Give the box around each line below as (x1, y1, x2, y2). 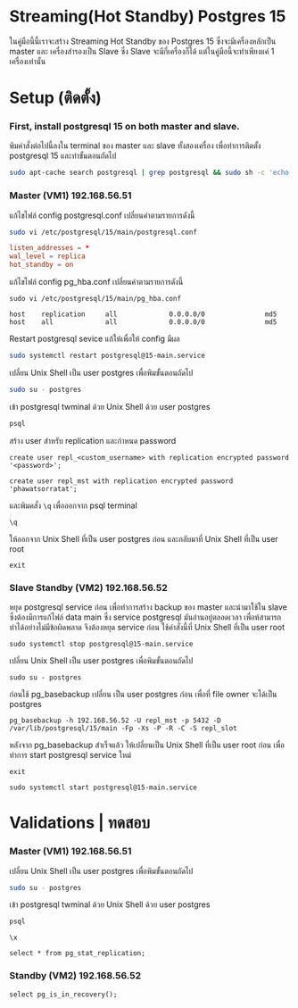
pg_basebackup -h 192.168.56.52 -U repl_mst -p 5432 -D (9, 716, 221, 725)
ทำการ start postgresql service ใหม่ (9, 750, 132, 761)
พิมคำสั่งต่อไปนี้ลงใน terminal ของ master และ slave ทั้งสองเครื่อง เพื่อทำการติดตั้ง (9, 140, 261, 151)
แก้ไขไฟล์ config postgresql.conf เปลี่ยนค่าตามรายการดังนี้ (9, 210, 195, 221)
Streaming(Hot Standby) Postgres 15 (9, 6, 286, 27)
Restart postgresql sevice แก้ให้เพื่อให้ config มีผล (9, 333, 180, 345)
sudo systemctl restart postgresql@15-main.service (9, 351, 205, 361)
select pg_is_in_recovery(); (9, 989, 118, 999)
